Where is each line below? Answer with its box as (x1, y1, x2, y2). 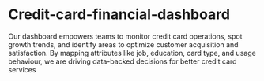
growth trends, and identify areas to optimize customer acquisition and (8, 39, 239, 49)
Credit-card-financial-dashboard (8, 6, 231, 24)
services (8, 64, 36, 74)
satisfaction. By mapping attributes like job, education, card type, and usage (8, 48, 257, 57)
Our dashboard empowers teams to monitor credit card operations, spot (8, 31, 243, 41)
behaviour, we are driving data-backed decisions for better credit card (8, 57, 237, 66)
